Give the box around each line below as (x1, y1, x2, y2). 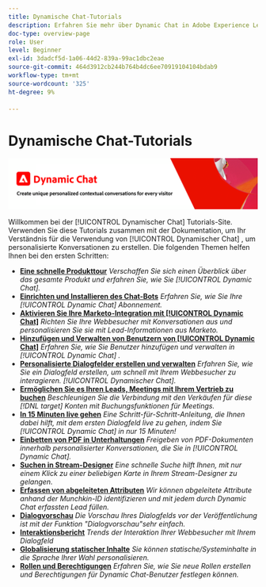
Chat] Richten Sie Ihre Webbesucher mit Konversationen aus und (19, 317, 233, 326)
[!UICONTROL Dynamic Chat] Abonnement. (19, 300, 162, 309)
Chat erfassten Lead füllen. (19, 502, 109, 512)
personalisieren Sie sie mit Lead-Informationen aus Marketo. (19, 325, 219, 335)
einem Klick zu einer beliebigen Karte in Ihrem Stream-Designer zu (19, 468, 237, 478)
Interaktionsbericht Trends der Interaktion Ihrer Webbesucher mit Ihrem (19, 528, 256, 537)
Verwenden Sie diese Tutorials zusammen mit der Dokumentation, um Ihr (8, 225, 246, 235)
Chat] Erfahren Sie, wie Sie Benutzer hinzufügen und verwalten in (19, 342, 235, 351)
